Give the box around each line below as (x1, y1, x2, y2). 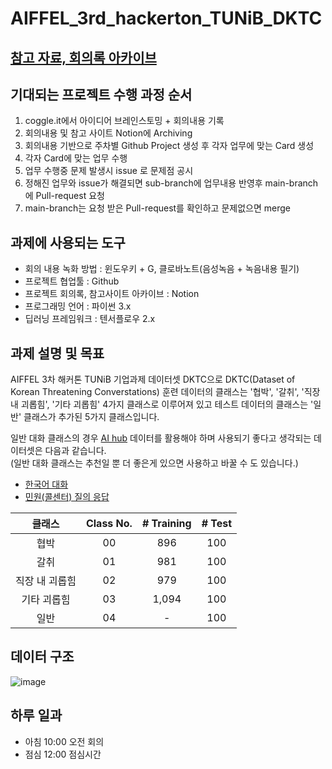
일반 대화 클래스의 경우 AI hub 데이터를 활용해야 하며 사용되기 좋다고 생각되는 (10, 432, 312, 444)
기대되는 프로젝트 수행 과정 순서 (10, 86, 193, 103)
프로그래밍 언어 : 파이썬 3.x (24, 300, 132, 312)
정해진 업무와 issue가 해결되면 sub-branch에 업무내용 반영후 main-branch (24, 177, 319, 189)
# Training (141, 517, 192, 531)
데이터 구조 (10, 648, 75, 666)
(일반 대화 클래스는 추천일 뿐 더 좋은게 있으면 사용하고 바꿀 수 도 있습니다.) (10, 457, 299, 469)
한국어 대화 (24, 478, 69, 491)
